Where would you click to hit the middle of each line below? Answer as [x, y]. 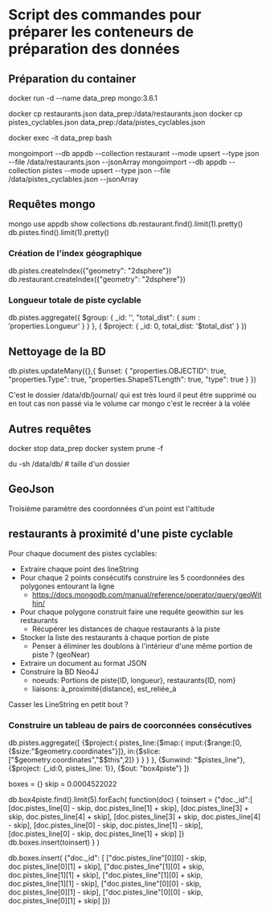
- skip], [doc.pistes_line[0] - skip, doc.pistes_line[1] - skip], [106, 825]
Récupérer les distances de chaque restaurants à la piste [126, 629]
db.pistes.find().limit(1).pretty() [59, 232]
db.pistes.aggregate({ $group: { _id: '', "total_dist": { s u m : [104, 318]
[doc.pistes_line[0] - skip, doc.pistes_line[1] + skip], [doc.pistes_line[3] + [129, 808]
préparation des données [94, 49]
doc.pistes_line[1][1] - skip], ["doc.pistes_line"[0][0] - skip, [105, 883]
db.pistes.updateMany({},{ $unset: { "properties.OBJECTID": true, [117, 371]
